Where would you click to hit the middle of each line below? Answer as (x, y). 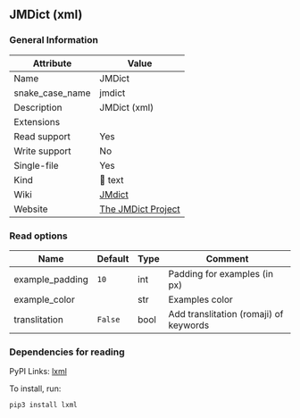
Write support (42, 151)
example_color (45, 299)
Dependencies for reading (67, 352)
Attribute (52, 63)
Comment (227, 258)
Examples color (201, 299)
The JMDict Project (140, 209)
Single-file (36, 165)
